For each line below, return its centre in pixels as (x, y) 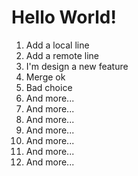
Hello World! (64, 17)
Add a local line (57, 45)
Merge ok (45, 77)
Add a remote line (62, 55)
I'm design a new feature (77, 66)
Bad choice (49, 87)
